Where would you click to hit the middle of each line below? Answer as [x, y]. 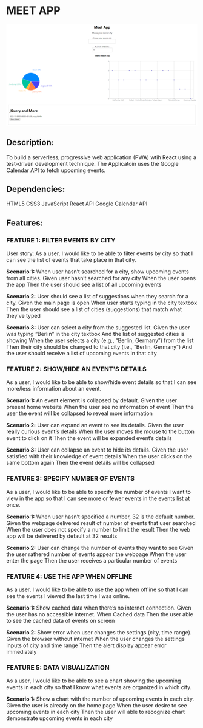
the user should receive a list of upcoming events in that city [82, 354]
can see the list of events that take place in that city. [71, 260]
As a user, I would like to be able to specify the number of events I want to [98, 492]
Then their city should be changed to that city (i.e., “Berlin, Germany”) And [99, 347]
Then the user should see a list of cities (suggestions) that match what [94, 309]
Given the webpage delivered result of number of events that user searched [101, 523]
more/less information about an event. [54, 389]
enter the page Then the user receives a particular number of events [92, 560]
